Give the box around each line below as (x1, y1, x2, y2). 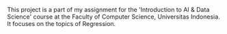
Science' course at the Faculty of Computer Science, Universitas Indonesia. (7, 13, 220, 21)
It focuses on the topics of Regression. (7, 20, 116, 27)
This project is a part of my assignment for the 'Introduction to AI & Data (7, 6, 210, 13)
